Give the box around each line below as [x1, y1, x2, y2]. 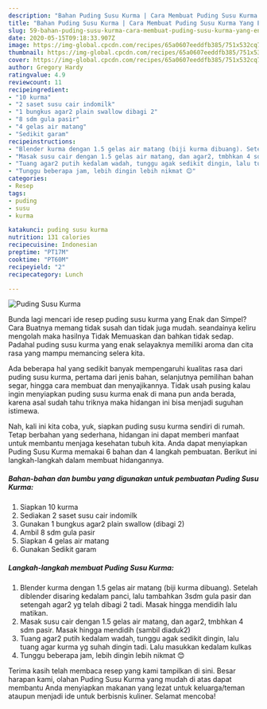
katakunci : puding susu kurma [8, 226, 109, 234]
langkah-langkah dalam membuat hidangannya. [8, 456, 164, 465]
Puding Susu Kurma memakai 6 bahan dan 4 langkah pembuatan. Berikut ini [8, 447, 257, 456]
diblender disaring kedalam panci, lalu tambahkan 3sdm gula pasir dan [19, 591, 252, 601]
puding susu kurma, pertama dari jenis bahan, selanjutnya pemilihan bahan [8, 372, 254, 382]
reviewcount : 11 [8, 78, 62, 86]
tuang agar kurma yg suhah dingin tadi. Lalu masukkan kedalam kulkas [19, 642, 252, 652]
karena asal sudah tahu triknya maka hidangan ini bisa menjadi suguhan [8, 398, 244, 407]
